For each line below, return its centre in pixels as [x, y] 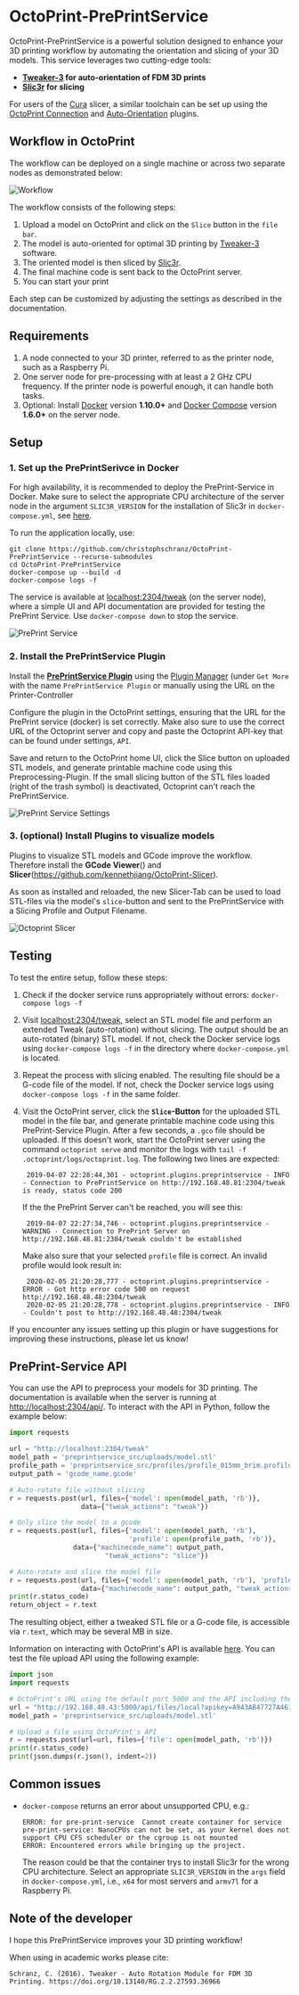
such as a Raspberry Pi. [65, 367]
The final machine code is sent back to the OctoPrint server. [132, 272]
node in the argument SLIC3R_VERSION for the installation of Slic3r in [132, 507]
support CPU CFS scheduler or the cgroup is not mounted [130, 1838]
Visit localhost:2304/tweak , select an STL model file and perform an [147, 1019]
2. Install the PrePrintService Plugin [88, 656]
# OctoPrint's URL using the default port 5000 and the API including [143, 1699]
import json [31, 1675]
